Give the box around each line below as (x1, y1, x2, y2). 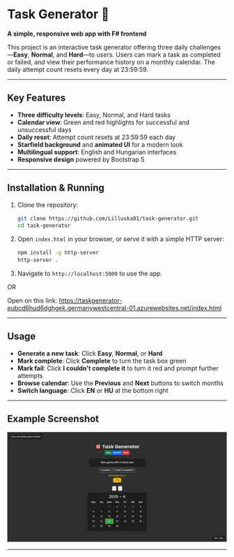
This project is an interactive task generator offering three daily (7, 43, 188, 51)
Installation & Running (7, 182, 104, 194)
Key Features (7, 92, 66, 104)
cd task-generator (17, 222, 71, 229)
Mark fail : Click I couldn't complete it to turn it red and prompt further (17, 363, 219, 372)
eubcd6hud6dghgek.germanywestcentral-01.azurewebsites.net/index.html (7, 304, 221, 312)
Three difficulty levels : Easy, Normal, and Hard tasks (17, 110, 171, 119)
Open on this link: (7, 296, 58, 305)
